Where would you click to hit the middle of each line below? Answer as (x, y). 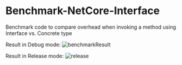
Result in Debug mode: (33, 45)
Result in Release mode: (35, 56)
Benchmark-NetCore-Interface (83, 11)
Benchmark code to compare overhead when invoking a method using (91, 27)
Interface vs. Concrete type (39, 33)
